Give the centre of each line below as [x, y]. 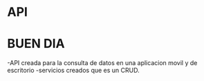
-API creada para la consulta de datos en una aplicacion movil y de [102, 63]
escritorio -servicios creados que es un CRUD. [73, 71]
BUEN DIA [36, 44]
